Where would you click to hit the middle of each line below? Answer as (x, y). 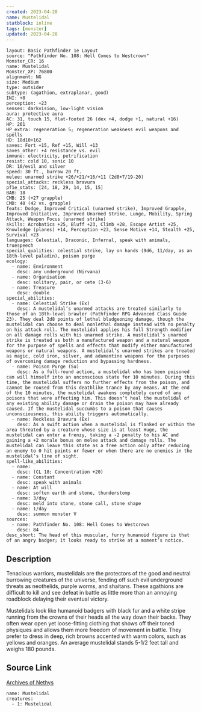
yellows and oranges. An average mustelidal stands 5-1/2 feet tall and (92, 642)
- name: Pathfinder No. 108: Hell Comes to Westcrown (80, 525)
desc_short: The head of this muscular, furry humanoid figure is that (98, 535)
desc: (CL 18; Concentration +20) (60, 472)
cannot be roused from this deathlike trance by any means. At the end (98, 388)
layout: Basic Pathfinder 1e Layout (52, 51)
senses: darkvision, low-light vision (55, 109)
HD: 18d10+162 (24, 140)
